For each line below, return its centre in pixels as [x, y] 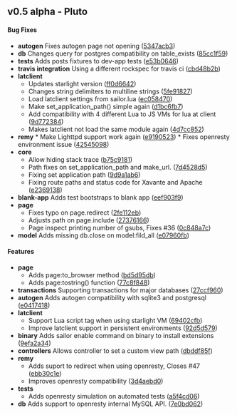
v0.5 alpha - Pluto [47, 12]
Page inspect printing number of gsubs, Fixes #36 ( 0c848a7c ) [120, 227]
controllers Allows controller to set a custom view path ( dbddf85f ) [115, 350]
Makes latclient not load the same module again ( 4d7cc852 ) [116, 129]
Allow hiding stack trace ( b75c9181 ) [80, 159]
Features [21, 252]
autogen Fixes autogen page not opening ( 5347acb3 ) [96, 46]
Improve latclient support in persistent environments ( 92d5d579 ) [123, 328]
